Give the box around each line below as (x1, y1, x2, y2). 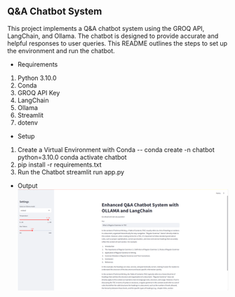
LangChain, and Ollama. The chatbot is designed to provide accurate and (7, 32, 219, 40)
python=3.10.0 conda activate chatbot (17, 153, 128, 161)
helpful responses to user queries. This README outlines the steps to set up (7, 39, 228, 48)
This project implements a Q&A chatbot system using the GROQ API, (7, 24, 205, 32)
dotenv (17, 118, 39, 127)
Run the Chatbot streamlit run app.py (17, 167, 125, 176)
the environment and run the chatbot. (7, 46, 116, 55)
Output (17, 181, 38, 190)
